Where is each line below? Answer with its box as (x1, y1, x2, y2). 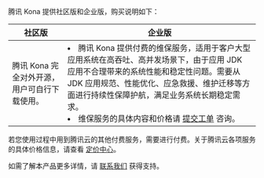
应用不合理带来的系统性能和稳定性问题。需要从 (67, 66, 241, 77)
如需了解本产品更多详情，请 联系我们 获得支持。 (8, 162, 163, 170)
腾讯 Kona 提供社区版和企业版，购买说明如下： (8, 7, 159, 16)
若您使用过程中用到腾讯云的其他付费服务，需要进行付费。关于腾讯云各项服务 (8, 135, 256, 143)
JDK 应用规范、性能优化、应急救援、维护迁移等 (67, 78, 243, 89)
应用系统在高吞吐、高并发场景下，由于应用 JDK (67, 54, 243, 65)
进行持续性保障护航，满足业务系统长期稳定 (75, 89, 233, 100)
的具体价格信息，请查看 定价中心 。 (8, 144, 120, 154)
